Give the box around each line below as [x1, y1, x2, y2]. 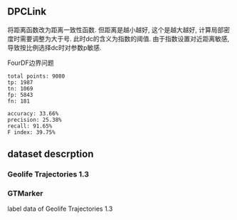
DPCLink [7, 6, 47, 18]
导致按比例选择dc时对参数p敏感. [7, 43, 102, 52]
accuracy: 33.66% [7, 110, 59, 117]
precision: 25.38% [7, 116, 62, 123]
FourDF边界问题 [7, 58, 55, 67]
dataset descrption [7, 148, 94, 160]
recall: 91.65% [7, 122, 53, 130]
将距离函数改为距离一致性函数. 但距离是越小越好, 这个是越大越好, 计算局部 [7, 25, 224, 34]
